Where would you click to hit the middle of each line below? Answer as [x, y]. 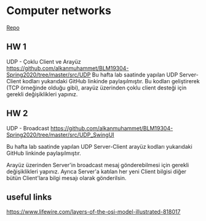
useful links [29, 197]
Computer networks [59, 11]
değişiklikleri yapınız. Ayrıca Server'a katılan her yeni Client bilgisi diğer [96, 171]
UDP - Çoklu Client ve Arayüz [44, 61]
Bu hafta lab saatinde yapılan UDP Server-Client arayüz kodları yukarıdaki [99, 146]
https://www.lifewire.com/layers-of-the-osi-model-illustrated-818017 [93, 212]
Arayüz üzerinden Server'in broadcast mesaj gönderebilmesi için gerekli [98, 165]
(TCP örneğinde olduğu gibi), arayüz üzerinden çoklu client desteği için [97, 88]
